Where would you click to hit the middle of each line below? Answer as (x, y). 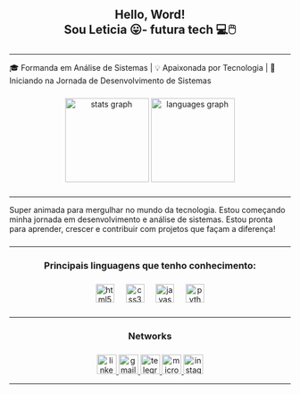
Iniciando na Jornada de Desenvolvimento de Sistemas (110, 81)
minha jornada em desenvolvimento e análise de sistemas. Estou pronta (141, 219)
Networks (150, 336)
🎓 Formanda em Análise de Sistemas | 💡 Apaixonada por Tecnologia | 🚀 (142, 68)
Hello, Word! (150, 15)
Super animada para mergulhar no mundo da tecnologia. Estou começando (147, 210)
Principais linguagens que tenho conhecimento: (150, 266)
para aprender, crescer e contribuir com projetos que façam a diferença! (142, 229)
